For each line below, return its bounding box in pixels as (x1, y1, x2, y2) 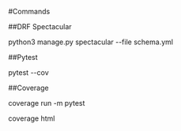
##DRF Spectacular (8, 22, 73, 31)
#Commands (8, 7, 51, 16)
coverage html (8, 114, 55, 123)
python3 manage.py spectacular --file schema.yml (8, 37, 174, 47)
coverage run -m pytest (8, 99, 85, 107)
